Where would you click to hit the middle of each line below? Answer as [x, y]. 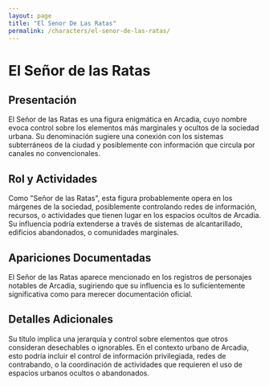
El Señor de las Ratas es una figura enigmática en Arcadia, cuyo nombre [128, 119]
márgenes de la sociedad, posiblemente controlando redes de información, [132, 207]
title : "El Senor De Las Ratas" [62, 23]
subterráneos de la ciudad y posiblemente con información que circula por [132, 145]
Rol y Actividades [53, 179]
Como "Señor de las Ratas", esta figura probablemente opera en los [120, 199]
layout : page [30, 16]
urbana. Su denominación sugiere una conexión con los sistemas [116, 137]
